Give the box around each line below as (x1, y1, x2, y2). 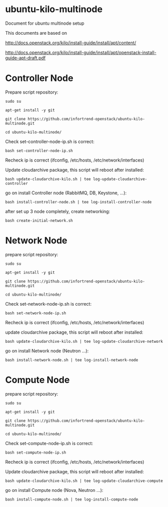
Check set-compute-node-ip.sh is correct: (5, 440, 93, 446)
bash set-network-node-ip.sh (5, 311, 66, 316)
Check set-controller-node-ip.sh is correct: (5, 138, 95, 144)
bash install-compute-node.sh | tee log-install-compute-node (5, 497, 138, 502)
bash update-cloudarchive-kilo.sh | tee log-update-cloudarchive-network (5, 339, 163, 344)
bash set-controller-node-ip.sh (5, 148, 73, 153)
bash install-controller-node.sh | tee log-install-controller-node (5, 199, 152, 204)
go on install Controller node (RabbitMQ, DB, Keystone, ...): (5, 190, 127, 196)
